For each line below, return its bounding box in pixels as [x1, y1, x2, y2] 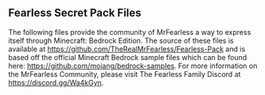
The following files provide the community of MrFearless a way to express [8, 27, 251, 36]
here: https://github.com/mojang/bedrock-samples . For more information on [8, 61, 258, 70]
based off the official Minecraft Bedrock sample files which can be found [8, 52, 247, 62]
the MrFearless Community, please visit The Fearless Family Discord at [8, 69, 241, 78]
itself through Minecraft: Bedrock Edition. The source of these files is [8, 36, 234, 45]
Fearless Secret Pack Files [8, 6, 142, 20]
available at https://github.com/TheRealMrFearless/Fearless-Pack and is [8, 44, 246, 54]
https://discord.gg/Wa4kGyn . [8, 78, 104, 87]
